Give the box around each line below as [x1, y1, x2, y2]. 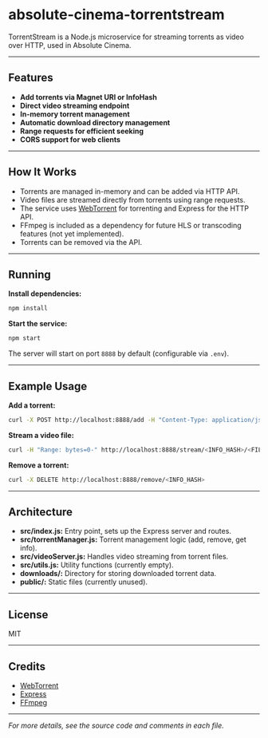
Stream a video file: [8, 430, 74, 440]
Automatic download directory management [19, 117, 171, 127]
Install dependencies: [8, 289, 82, 298]
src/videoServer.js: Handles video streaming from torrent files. [19, 552, 229, 562]
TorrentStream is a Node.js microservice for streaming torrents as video [8, 32, 245, 41]
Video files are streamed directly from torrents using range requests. [19, 195, 246, 204]
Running [8, 267, 52, 281]
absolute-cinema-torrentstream [8, 6, 225, 24]
